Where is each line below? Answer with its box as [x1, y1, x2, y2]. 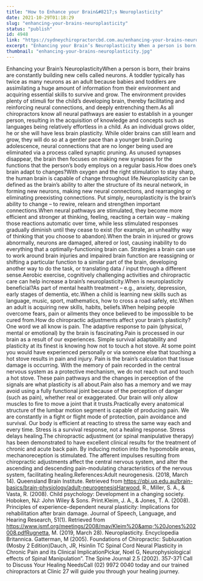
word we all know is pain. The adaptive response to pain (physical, [18, 323, 184, 330]
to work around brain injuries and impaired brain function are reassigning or [6, 252, 195, 259]
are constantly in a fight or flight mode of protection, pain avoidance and [6, 413, 187, 420]
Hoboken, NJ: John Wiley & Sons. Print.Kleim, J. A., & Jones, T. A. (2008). [6, 497, 190, 504]
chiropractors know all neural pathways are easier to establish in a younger [6, 110, 193, 117]
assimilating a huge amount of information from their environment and [6, 84, 181, 92]
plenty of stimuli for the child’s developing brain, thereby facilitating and [6, 97, 185, 104]
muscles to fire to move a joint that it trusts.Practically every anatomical [6, 400, 184, 407]
